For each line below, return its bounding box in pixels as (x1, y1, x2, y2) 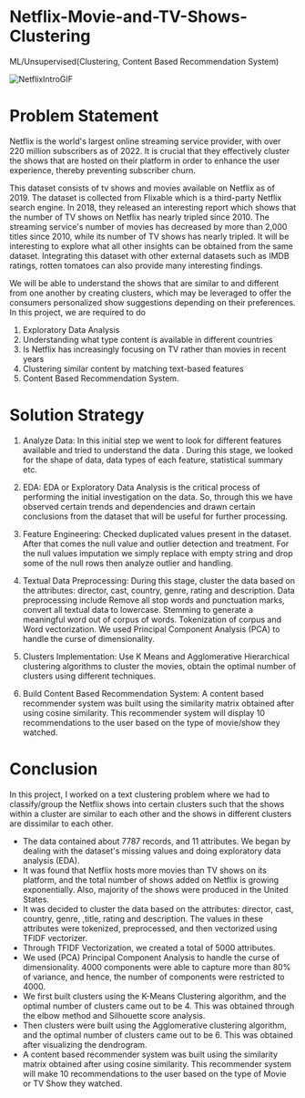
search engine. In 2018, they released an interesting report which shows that (9, 202, 297, 212)
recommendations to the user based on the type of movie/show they (22, 717, 280, 728)
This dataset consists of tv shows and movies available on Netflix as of (9, 182, 276, 193)
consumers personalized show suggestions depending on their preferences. (9, 296, 296, 307)
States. (22, 894, 50, 905)
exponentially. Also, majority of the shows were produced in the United (22, 884, 289, 895)
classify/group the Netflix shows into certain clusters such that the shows (9, 798, 285, 809)
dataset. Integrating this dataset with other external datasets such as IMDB (9, 250, 290, 261)
